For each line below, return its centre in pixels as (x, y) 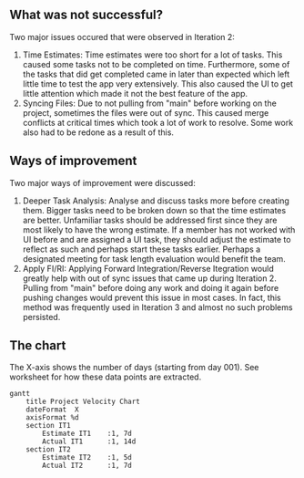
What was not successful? (86, 15)
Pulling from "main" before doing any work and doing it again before (151, 287)
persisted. (41, 317)
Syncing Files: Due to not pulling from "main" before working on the (150, 103)
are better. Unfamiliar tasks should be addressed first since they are (150, 220)
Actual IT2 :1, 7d (87, 466)
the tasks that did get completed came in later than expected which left (156, 74)
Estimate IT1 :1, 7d (87, 434)
